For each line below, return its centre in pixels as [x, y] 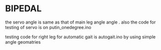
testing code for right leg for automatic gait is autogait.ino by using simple [80, 37]
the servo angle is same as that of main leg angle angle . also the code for [80, 22]
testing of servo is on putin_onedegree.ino [48, 27]
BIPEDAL [24, 9]
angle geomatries [23, 42]
